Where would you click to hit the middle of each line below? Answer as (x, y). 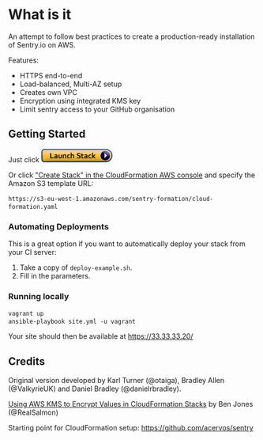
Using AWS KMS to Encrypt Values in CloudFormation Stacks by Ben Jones (131, 404)
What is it (40, 15)
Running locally (39, 296)
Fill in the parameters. (55, 276)
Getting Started (47, 134)
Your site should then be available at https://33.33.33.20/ (101, 336)
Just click (24, 159)
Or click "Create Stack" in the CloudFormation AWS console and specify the (131, 175)
